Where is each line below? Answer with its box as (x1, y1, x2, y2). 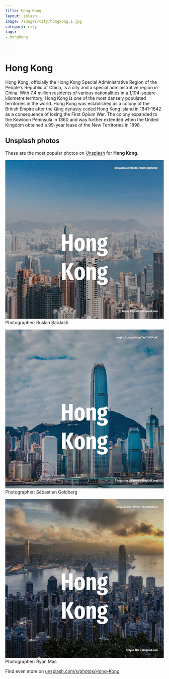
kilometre (5, 95, 25, 101)
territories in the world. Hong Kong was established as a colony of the (5, 100, 150, 106)
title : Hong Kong (5, 8, 42, 13)
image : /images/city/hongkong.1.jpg (5, 19, 82, 24)
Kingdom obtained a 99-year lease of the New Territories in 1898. (5, 121, 141, 128)
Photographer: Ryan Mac (5, 658, 57, 664)
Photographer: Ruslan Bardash (5, 319, 69, 325)
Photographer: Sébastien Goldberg (5, 489, 78, 495)
